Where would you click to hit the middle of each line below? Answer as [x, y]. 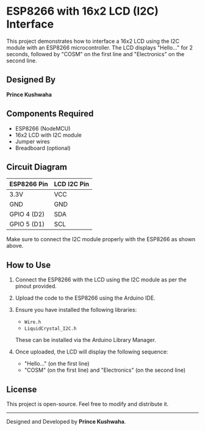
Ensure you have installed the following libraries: [76, 310]
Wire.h [33, 322]
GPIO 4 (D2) [27, 214]
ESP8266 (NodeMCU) [43, 128]
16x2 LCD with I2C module [49, 135]
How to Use [29, 265]
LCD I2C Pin [72, 184]
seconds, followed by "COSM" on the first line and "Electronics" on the [95, 54]
